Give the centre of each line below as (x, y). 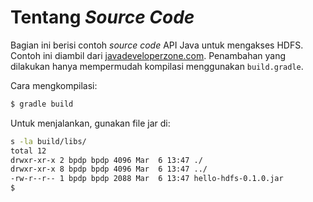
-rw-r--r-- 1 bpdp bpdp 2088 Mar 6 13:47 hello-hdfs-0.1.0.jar (147, 179)
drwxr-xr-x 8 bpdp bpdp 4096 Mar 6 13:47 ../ (109, 169)
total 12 (28, 151)
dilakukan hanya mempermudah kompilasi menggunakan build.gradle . (157, 66)
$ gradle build (42, 104)
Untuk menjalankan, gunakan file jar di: (90, 123)
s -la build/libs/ (48, 141)
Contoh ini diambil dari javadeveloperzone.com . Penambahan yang (148, 55)
